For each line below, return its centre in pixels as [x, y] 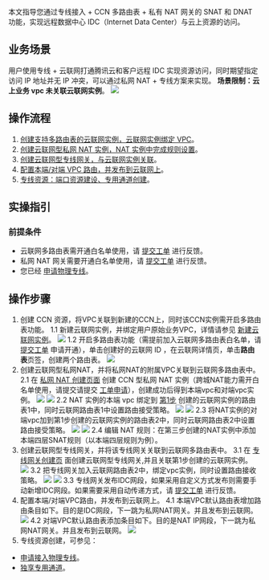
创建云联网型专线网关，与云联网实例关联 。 [90, 159]
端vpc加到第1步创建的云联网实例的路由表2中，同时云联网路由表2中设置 [137, 420]
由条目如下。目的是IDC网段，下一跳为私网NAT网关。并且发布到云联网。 [139, 511]
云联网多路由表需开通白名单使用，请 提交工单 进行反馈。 [113, 251]
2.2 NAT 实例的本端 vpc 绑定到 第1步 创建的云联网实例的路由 [156, 400]
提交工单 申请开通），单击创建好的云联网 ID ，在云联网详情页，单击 [130, 350]
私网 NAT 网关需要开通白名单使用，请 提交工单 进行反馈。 [115, 261]
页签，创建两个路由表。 [66, 360]
